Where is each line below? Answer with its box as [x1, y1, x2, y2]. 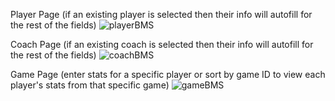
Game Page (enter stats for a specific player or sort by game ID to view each [10, 69, 326, 80]
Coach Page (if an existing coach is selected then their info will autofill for [10, 39, 314, 50]
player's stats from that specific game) [10, 79, 170, 91]
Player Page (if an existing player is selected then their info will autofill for [10, 9, 313, 20]
